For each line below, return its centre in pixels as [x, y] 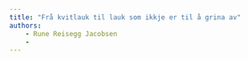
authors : [25, 26]
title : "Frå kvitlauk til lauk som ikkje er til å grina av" [125, 17]
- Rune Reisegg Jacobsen [71, 34]
